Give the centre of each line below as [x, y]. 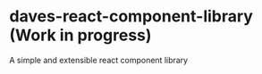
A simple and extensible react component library [99, 60]
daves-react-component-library [131, 16]
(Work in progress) [80, 35]
